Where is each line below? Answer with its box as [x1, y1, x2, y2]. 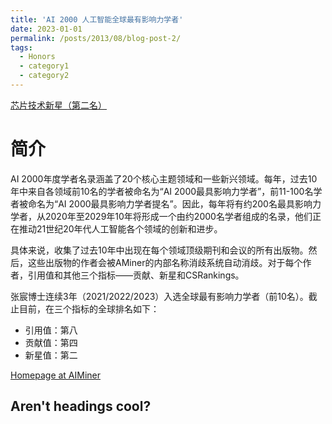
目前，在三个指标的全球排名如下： [18, 302, 160, 315]
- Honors [19, 52, 56, 62]
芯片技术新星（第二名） [10, 99, 107, 111]
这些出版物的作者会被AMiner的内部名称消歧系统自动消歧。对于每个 [27, 256, 303, 268]
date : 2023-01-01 [10, 24, 83, 34]
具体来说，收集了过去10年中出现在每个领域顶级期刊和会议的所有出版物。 [10, 244, 309, 256]
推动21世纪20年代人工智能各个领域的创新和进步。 [18, 222, 223, 235]
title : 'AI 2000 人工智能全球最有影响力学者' [10, 14, 184, 25]
